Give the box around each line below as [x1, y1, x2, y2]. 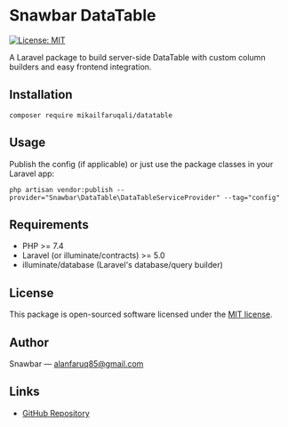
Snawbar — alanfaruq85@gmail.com [9, 359, 144, 369]
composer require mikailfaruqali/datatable [9, 110, 173, 120]
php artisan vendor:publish [9, 185, 114, 194]
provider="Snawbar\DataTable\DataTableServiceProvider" [9, 193, 220, 202]
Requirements [9, 217, 89, 232]
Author [9, 334, 49, 350]
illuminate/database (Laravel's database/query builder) [21, 260, 224, 270]
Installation [9, 87, 73, 102]
